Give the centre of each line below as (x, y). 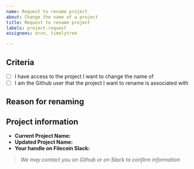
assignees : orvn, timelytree (42, 33)
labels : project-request (36, 28)
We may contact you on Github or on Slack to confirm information (100, 160)
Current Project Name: (42, 136)
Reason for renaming (45, 102)
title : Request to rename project (48, 22)
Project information (42, 122)
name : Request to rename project (47, 11)
